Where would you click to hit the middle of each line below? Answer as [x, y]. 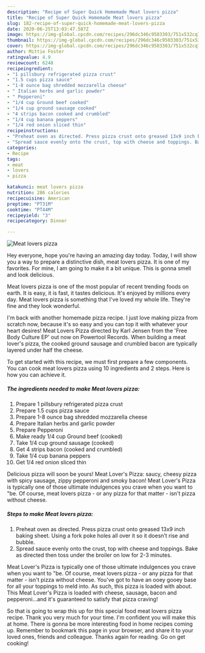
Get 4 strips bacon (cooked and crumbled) [69, 449]
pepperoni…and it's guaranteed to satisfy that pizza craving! [82, 599]
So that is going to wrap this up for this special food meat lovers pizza [94, 611]
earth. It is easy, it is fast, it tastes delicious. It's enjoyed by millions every [99, 293]
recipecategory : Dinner [37, 221]
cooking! [18, 643]
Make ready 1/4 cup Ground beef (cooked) [69, 436]
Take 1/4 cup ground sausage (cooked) [65, 443]
